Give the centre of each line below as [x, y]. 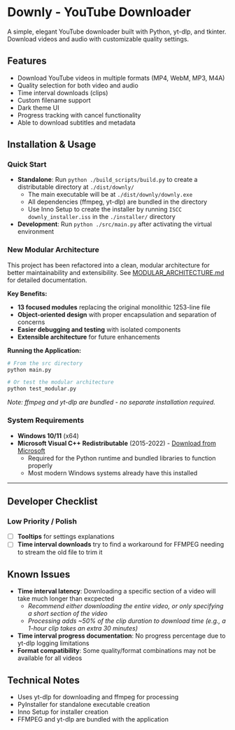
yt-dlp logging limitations [53, 643]
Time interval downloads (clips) [63, 92]
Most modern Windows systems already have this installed [113, 472]
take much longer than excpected [66, 598]
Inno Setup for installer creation [63, 712]
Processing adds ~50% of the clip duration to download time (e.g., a [127, 621]
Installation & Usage [52, 145]
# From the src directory [45, 363]
